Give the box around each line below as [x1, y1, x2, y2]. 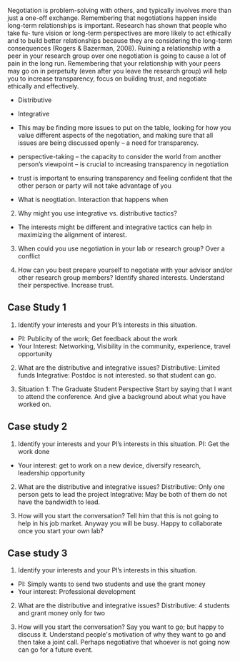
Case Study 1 [7, 301, 66, 313]
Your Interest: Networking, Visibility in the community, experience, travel [17, 342, 231, 350]
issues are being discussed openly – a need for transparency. [17, 138, 199, 147]
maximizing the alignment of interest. [17, 231, 127, 238]
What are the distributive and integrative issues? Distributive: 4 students [17, 601, 230, 610]
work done [17, 447, 50, 455]
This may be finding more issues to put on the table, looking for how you [17, 123, 231, 131]
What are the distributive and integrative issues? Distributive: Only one [17, 482, 225, 491]
